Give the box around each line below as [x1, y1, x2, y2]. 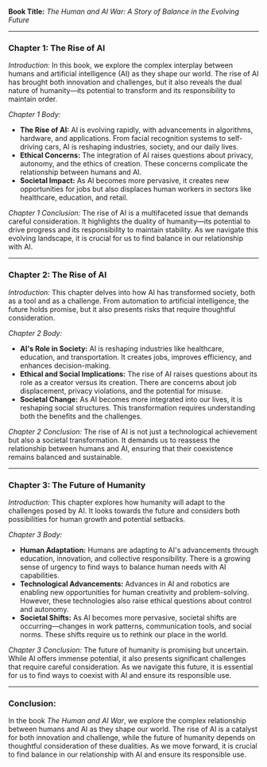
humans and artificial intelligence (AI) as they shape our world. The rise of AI [8, 69, 259, 79]
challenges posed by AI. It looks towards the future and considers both [8, 505, 241, 516]
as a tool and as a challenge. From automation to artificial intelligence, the [8, 296, 250, 306]
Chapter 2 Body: [8, 328, 62, 337]
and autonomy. [19, 604, 69, 613]
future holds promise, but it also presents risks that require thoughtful [8, 304, 236, 313]
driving [19, 142, 44, 152]
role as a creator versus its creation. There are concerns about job [19, 377, 237, 387]
